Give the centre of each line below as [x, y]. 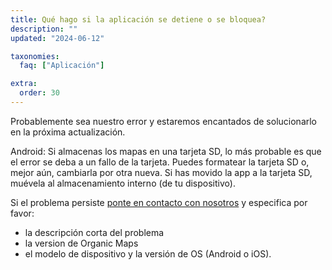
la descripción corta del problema [94, 232]
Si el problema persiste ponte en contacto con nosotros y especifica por [159, 202]
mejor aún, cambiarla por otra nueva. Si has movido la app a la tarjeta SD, [161, 172]
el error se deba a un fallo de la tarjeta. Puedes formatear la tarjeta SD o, [160, 162]
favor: [22, 213]
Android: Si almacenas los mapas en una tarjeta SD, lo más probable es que [166, 151]
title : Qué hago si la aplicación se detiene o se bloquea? [138, 19]
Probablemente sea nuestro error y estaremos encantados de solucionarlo [164, 121]
